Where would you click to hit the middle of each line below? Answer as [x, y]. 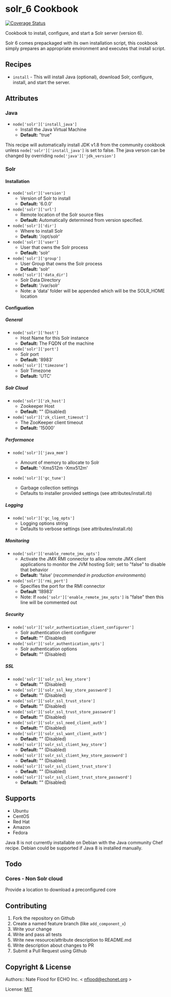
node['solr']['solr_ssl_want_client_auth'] [60, 734]
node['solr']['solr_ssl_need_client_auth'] [60, 723]
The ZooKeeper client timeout [52, 423]
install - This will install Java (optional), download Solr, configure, [83, 77]
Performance [20, 440]
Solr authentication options [49, 649]
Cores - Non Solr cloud [34, 879]
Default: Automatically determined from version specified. [81, 220]
